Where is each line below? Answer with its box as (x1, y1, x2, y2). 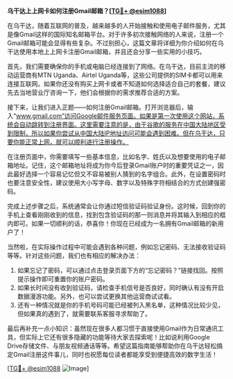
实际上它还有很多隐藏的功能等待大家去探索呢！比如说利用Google (25, 333, 210, 341)
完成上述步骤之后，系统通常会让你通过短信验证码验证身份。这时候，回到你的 (7, 202, 226, 210)
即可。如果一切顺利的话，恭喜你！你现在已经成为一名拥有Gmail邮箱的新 (12, 219, 218, 228)
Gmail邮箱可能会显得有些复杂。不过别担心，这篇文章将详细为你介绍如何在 (7, 39, 218, 47)
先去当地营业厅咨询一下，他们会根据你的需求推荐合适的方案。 (7, 88, 184, 96)
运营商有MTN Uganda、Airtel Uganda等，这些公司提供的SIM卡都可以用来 (12, 71, 223, 79)
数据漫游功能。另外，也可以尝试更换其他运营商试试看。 (17, 292, 175, 301)
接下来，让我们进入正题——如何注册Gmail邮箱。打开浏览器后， (7, 103, 188, 111)
